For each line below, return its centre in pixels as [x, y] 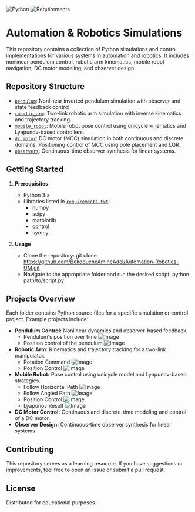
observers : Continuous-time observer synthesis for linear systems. [95, 151]
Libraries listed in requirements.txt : [67, 201]
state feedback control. [43, 107]
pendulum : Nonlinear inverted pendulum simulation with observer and [97, 101]
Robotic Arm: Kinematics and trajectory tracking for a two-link [90, 349]
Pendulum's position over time [60, 337]
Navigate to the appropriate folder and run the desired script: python [106, 274]
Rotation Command [47, 362]
